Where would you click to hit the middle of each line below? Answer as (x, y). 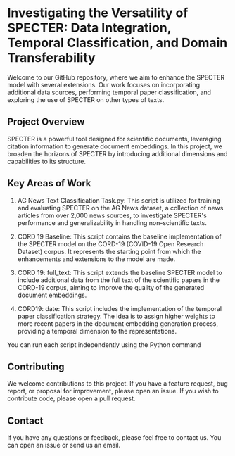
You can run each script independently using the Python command (104, 344)
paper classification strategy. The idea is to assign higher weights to (116, 316)
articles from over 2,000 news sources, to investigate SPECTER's (112, 215)
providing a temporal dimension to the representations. (97, 331)
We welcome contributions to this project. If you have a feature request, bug (118, 384)
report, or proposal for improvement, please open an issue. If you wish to (113, 391)
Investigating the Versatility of (98, 13)
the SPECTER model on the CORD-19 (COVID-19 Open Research (110, 243)
